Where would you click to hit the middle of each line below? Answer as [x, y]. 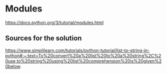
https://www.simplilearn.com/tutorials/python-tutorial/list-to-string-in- [77, 50]
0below [13, 66]
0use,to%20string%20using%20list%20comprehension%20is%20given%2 [83, 61]
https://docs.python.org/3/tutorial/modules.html [54, 22]
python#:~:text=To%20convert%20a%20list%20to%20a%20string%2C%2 [83, 55]
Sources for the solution [43, 38]
